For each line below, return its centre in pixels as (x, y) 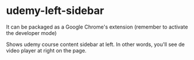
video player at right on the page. (46, 50)
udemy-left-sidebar (55, 11)
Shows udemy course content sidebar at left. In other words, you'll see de (96, 44)
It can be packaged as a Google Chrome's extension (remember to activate (97, 27)
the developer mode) (31, 33)
